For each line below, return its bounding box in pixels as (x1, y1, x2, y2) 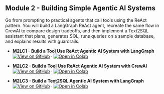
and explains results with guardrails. (5, 38, 80, 44)
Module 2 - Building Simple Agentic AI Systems (5, 4, 155, 12)
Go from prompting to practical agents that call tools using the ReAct (5, 17, 147, 23)
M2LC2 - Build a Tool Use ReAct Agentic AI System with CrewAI (12, 63, 147, 69)
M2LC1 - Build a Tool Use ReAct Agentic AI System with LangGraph (12, 48, 154, 54)
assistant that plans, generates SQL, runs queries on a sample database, (5, 33, 155, 39)
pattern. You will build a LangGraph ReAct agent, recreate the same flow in (5, 22, 159, 28)
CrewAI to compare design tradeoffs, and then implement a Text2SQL (5, 27, 149, 34)
